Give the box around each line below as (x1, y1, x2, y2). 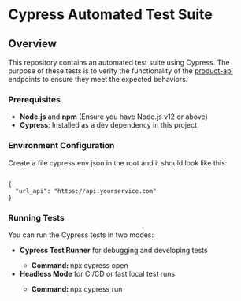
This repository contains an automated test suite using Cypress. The (8, 58, 230, 67)
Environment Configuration (8, 140, 115, 151)
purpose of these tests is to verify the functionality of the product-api (8, 66, 234, 76)
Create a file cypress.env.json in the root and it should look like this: (8, 158, 228, 167)
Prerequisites (8, 94, 61, 105)
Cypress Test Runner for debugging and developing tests (19, 245, 208, 255)
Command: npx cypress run (31, 284, 123, 293)
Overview (8, 37, 57, 50)
